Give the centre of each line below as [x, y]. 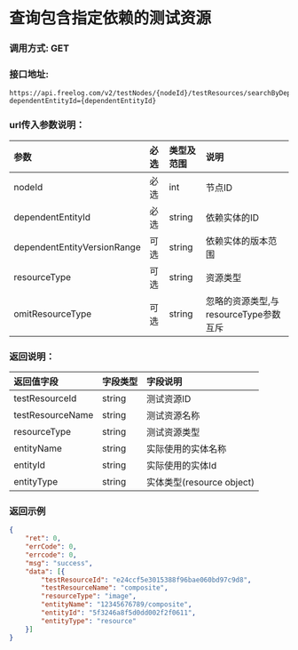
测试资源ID [169, 399]
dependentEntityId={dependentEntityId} [83, 101]
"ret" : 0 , [43, 539]
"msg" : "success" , [59, 563]
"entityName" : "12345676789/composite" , [117, 605]
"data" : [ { [45, 571]
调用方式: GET [39, 48]
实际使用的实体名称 [186, 449]
